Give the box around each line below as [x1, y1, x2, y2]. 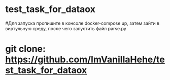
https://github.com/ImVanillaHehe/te [5, 54, 165, 65]
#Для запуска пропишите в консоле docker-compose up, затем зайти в [5, 20, 160, 26]
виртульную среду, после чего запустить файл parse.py [5, 25, 127, 31]
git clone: [5, 43, 46, 55]
